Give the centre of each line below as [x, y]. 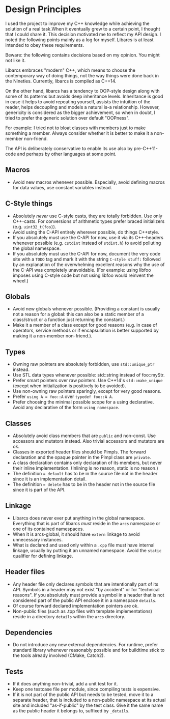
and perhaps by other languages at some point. [67, 154]
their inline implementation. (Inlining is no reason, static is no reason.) [86, 468]
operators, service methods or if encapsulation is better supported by [86, 330]
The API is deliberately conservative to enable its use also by [69, 148]
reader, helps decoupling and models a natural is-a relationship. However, [83, 107]
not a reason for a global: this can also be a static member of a [78, 314]
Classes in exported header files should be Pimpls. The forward [79, 452]
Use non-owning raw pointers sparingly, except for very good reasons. [87, 391]
